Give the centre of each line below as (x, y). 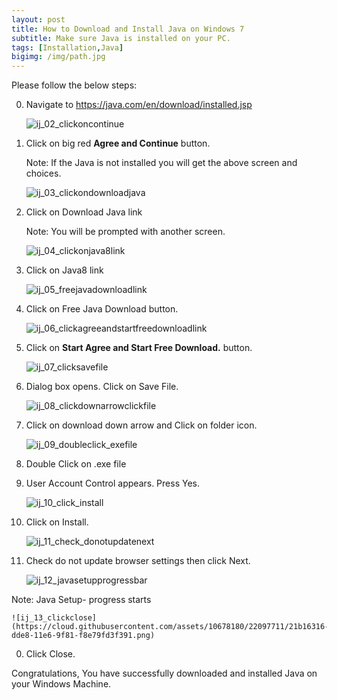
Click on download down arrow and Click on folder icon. (141, 425)
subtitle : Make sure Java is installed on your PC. (121, 38)
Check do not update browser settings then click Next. (138, 561)
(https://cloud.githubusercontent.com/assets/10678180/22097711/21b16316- (170, 627)
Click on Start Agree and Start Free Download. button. (139, 348)
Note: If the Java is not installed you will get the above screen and (161, 163)
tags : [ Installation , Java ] (67, 47)
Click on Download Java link (84, 212)
